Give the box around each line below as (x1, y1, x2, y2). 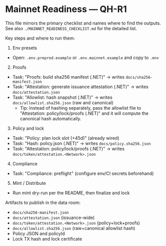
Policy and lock (12, 125, 44, 131)
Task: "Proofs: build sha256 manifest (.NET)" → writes (12, 74, 125, 80)
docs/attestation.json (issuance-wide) (12, 214, 95, 220)
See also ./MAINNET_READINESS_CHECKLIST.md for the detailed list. (5, 25, 137, 31)
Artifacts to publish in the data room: (5, 199, 81, 205)
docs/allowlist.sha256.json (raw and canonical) (12, 99, 114, 106)
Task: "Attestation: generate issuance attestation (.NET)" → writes (12, 84, 149, 90)
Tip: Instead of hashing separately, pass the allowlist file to (20, 105, 141, 111)
